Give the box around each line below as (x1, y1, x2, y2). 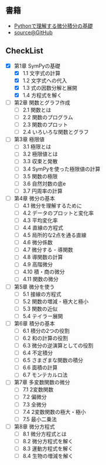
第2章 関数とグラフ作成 (13, 99, 71, 106)
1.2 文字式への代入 (22, 77, 67, 84)
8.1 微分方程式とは (22, 430, 67, 437)
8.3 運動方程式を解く (22, 445, 74, 452)
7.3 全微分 (22, 401, 47, 408)
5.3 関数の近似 (22, 305, 58, 312)
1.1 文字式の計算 (22, 69, 61, 76)
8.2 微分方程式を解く (22, 437, 74, 444)
